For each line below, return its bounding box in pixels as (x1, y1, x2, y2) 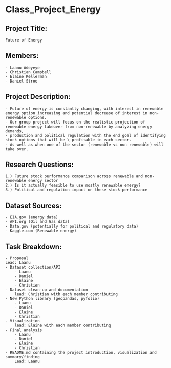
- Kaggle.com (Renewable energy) (5, 228, 77, 234)
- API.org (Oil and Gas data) (5, 219, 70, 224)
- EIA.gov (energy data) (5, 215, 58, 220)
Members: (5, 51, 39, 60)
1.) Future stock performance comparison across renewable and (5, 174, 143, 179)
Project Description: (5, 92, 71, 101)
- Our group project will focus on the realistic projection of (5, 119, 145, 125)
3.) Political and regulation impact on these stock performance (5, 187, 147, 193)
